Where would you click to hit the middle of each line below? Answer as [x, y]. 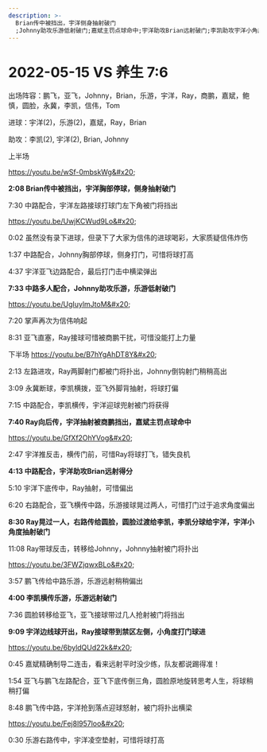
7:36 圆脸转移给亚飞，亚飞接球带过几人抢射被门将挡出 [97, 615]
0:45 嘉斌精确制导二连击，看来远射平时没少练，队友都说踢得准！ [114, 664]
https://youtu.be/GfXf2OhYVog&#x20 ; [70, 438]
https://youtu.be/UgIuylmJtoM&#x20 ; [70, 304]
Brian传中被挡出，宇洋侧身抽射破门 [66, 23]
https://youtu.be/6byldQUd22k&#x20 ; [70, 648]
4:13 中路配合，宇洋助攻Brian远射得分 [71, 471]
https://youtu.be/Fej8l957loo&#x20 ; [66, 723]
